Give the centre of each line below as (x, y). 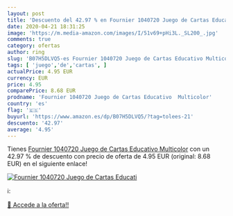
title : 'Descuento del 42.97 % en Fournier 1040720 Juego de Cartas (108, 20)
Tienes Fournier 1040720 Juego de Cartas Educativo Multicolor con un (109, 149)
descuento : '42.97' (35, 123)
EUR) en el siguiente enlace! (48, 164)
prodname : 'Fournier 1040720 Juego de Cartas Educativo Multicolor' (110, 98)
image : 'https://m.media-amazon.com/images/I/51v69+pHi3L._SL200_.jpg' (113, 33)
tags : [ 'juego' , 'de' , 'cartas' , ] (57, 65)
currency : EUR (28, 78)
